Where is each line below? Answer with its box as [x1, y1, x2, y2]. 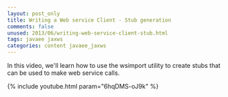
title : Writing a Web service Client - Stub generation [7, 17, 171, 24]
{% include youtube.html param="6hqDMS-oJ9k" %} [7, 82, 159, 90]
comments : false [7, 23, 54, 30]
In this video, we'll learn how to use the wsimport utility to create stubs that [7, 62, 221, 69]
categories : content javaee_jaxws [7, 42, 107, 49]
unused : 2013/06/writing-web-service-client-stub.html [7, 29, 169, 37]
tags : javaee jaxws [7, 36, 64, 43]
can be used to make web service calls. [7, 69, 120, 77]
